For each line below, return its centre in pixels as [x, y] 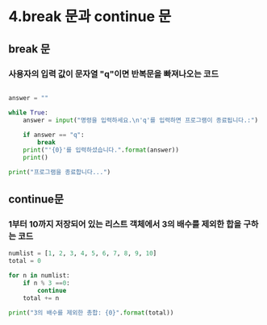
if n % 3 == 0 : [46, 283]
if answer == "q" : [54, 135]
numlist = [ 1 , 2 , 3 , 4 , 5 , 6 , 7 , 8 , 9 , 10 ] [83, 254]
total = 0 [25, 261]
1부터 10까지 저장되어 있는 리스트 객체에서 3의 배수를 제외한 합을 [125, 224]
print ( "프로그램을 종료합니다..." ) [60, 172]
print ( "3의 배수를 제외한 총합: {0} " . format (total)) [91, 312]
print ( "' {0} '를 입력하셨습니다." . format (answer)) [101, 150]
